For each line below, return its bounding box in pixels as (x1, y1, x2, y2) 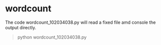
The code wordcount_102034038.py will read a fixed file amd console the (5, 19, 156, 25)
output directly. (5, 24, 36, 30)
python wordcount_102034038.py (17, 34, 87, 40)
